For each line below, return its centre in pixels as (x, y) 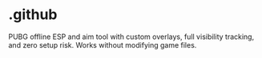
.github (33, 15)
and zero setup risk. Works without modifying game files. (103, 44)
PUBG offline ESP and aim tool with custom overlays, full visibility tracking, (131, 37)
